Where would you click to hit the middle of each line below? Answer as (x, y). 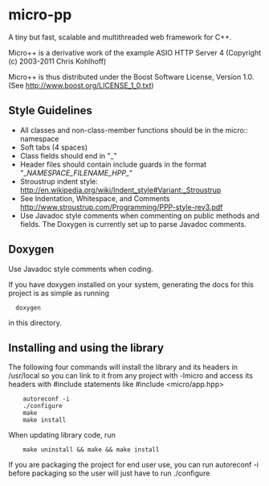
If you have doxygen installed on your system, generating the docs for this (131, 284)
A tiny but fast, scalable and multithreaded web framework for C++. (120, 37)
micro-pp (40, 15)
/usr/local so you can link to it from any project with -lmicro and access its (130, 376)
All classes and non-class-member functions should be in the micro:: (134, 130)
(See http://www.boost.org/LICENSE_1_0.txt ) (81, 85)
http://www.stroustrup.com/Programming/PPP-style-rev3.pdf (121, 207)
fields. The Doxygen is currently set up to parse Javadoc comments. (133, 224)
